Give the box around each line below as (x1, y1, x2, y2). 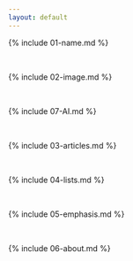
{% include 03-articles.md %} (8, 140, 117, 150)
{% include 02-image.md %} (8, 72, 113, 82)
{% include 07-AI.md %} (8, 105, 98, 116)
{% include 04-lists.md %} (8, 174, 105, 185)
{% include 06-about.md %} (8, 242, 111, 253)
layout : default (8, 12, 68, 22)
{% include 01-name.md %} (8, 37, 109, 48)
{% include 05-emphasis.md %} (8, 209, 125, 219)
